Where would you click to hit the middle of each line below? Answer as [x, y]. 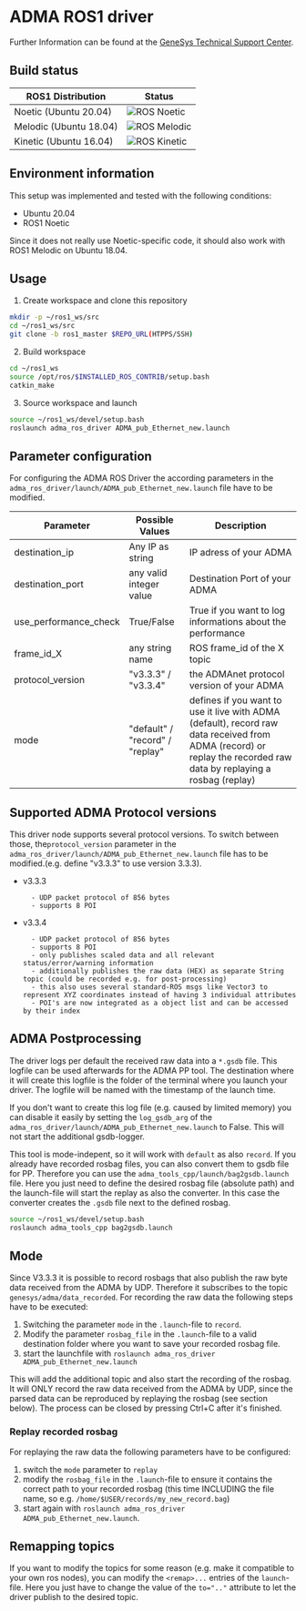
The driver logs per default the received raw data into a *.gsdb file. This [143, 1060]
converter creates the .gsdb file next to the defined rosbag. [120, 1202]
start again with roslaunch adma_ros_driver [104, 1508]
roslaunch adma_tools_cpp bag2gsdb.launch [91, 1228]
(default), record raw [234, 723]
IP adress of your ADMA [240, 553]
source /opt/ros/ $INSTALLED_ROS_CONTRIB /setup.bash [109, 377]
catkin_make [32, 385]
